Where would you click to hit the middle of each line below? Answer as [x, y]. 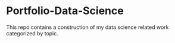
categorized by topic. [32, 33]
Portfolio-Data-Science [65, 11]
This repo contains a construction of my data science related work [87, 27]
